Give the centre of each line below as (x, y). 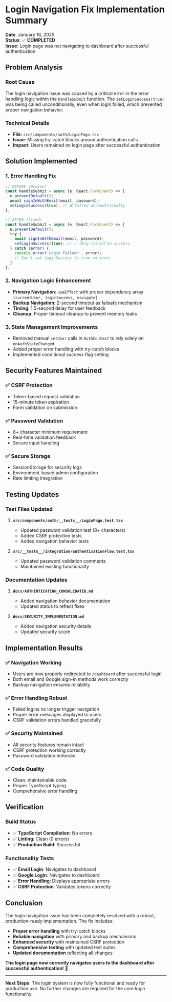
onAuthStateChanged (34, 344)
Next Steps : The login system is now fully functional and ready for (75, 983)
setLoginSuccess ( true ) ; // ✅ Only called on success (72, 244)
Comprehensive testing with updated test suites (64, 947)
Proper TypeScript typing (39, 785)
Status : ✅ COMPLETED (30, 40)
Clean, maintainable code (39, 780)
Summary (26, 20)
